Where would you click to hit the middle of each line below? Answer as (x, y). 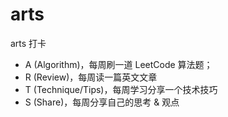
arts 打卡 (28, 43)
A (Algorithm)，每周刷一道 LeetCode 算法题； (118, 64)
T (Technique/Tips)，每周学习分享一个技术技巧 (121, 89)
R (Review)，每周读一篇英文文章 (91, 77)
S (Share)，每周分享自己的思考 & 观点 (102, 102)
